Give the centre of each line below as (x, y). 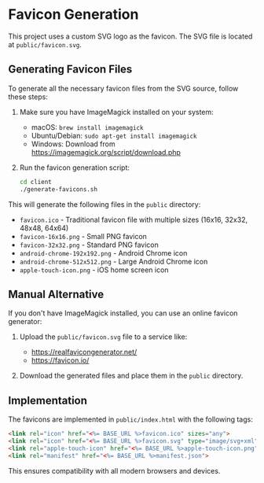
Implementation (48, 400)
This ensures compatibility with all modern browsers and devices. (114, 470)
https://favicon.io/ (60, 360)
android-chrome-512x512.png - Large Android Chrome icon (114, 261)
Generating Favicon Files (70, 70)
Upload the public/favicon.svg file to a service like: (103, 337)
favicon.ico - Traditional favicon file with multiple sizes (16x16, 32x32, (134, 219)
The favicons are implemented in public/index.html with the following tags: (130, 419)
